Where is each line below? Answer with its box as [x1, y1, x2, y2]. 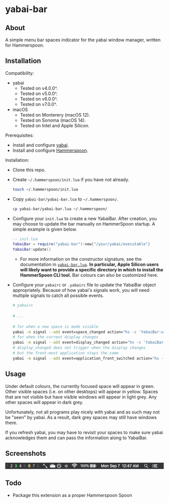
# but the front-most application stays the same [12, 351, 119, 356]
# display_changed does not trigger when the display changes [12, 345, 146, 350]
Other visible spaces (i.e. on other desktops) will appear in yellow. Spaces [5, 388, 158, 394]
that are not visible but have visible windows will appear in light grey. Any [5, 393, 157, 400]
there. [5, 420, 18, 426]
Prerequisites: [5, 132, 34, 138]
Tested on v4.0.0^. [20, 85, 58, 91]
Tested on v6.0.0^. [20, 95, 58, 102]
